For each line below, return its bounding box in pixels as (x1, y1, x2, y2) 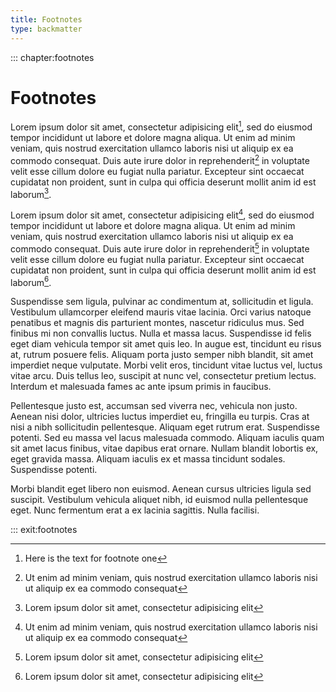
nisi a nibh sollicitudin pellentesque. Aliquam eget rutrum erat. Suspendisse (10, 421, 320, 433)
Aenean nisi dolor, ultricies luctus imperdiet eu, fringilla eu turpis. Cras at (10, 411, 310, 423)
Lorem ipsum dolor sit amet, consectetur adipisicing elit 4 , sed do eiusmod (10, 207, 315, 221)
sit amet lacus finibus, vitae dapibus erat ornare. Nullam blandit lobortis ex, (10, 442, 319, 455)
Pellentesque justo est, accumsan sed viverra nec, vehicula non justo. (10, 400, 298, 412)
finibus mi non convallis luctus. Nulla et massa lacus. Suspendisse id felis (10, 327, 312, 340)
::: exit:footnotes (10, 524, 78, 536)
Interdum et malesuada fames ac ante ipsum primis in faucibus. (10, 381, 272, 393)
